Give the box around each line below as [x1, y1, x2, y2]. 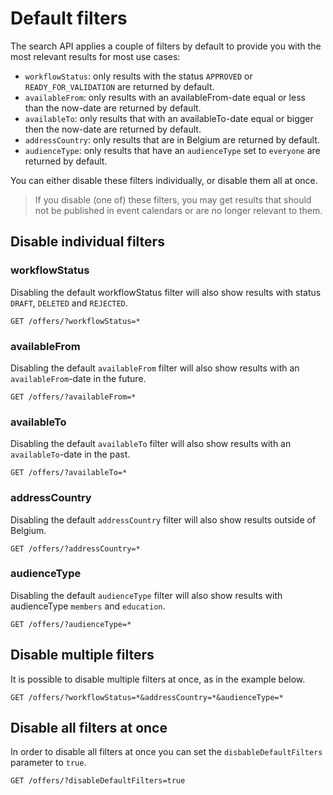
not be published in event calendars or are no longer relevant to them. [34, 204, 323, 216]
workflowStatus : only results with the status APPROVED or [24, 70, 253, 82]
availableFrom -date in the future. [10, 372, 147, 384]
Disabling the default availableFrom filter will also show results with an [10, 362, 300, 374]
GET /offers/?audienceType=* [10, 619, 132, 629]
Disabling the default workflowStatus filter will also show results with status [10, 286, 322, 298]
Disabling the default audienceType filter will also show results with [10, 589, 283, 601]
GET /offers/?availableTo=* [10, 468, 128, 478]
